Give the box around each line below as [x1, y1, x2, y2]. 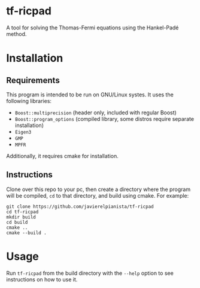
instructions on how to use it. [6, 275, 78, 283]
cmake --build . [6, 229, 47, 236]
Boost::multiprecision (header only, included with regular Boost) [14, 109, 177, 116]
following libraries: [6, 97, 52, 104]
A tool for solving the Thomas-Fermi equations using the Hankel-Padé [6, 24, 179, 31]
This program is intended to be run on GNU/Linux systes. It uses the [6, 91, 174, 98]
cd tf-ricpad [6, 208, 39, 215]
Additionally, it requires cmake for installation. [6, 152, 119, 159]
